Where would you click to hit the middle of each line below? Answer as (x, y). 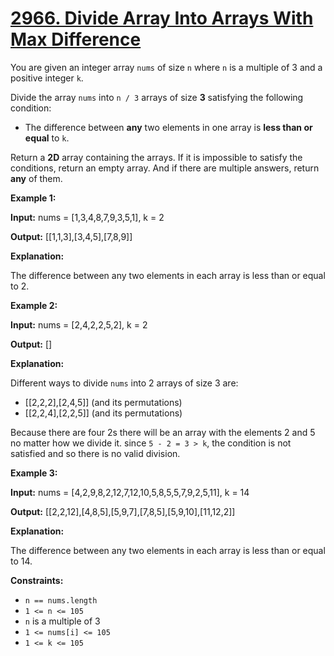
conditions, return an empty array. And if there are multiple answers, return (165, 168)
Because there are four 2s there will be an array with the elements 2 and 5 (163, 432)
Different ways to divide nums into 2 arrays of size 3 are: (124, 383)
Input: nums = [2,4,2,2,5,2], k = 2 (79, 324)
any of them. (36, 178)
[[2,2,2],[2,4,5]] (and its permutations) (103, 402)
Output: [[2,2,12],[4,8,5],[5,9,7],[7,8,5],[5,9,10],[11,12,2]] (123, 511)
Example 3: (34, 473)
